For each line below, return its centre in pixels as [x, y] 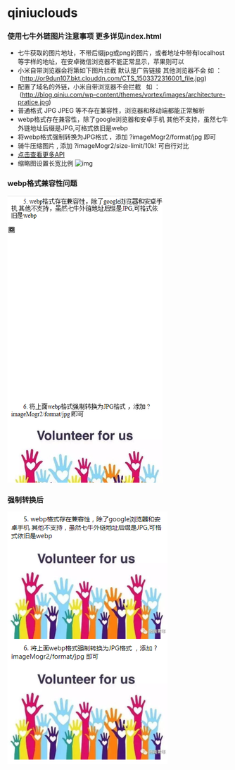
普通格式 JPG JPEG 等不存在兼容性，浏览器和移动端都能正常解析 [111, 111]
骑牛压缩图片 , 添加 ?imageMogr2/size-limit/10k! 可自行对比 [103, 146]
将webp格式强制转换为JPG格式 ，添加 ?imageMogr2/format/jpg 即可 [117, 137]
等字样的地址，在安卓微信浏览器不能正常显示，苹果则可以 [101, 62]
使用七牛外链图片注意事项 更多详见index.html [84, 37]
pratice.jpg [33, 102]
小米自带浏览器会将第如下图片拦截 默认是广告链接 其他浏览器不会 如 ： [120, 70]
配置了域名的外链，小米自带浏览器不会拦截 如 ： [89, 87]
